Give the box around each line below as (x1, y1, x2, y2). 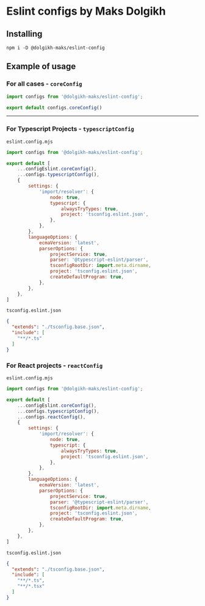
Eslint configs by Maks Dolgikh (6, 4, 166, 18)
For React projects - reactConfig (6, 361, 103, 370)
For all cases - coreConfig (6, 79, 82, 88)
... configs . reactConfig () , (17, 414, 86, 420)
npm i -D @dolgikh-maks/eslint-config (6, 45, 105, 51)
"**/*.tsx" (17, 583, 45, 590)
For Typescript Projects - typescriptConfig (6, 125, 134, 133)
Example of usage (6, 61, 76, 71)
